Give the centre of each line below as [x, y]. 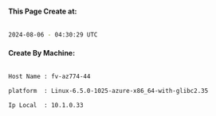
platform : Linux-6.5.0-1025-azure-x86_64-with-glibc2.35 [108, 91]
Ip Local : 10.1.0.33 [46, 106]
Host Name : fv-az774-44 [49, 77]
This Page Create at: [43, 11]
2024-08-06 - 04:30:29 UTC [53, 35]
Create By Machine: [42, 52]
